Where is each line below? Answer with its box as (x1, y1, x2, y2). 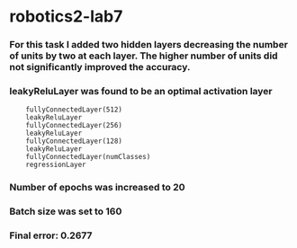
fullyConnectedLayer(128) (25, 137, 123, 146)
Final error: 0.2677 (9, 229, 93, 242)
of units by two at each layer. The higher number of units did (9, 49, 278, 62)
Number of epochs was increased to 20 (9, 182, 186, 194)
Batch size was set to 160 (9, 205, 122, 217)
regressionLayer (25, 160, 87, 170)
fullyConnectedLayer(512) (25, 105, 123, 114)
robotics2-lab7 (9, 6, 123, 27)
